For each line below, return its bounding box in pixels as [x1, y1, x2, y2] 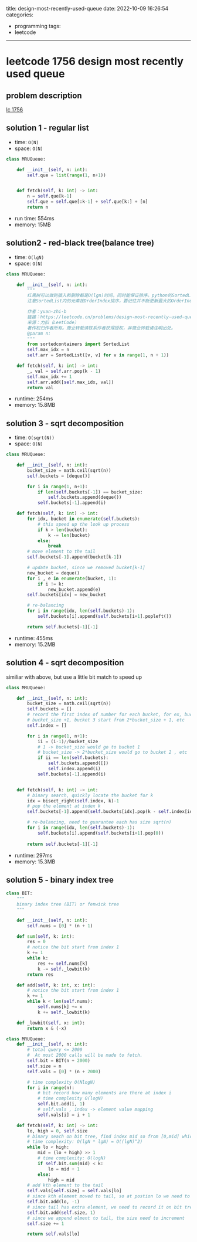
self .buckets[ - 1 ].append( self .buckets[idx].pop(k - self [27, 809, 169, 815]
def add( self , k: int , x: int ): [16, 982, 96, 988]
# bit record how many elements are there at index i [37, 1090, 172, 1096]
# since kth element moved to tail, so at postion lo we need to [27, 1193, 191, 1199]
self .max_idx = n [27, 347, 69, 353]
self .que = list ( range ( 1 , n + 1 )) [27, 172, 107, 178]
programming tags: [14, 23, 61, 29]
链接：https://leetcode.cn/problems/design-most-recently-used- [27, 314, 185, 320]
